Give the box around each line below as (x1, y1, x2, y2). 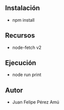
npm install (12, 17, 35, 23)
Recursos (5, 32, 35, 40)
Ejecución (5, 59, 36, 67)
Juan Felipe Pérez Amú (12, 99, 60, 105)
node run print (12, 72, 42, 78)
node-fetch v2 (12, 44, 42, 50)
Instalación (5, 4, 40, 12)
